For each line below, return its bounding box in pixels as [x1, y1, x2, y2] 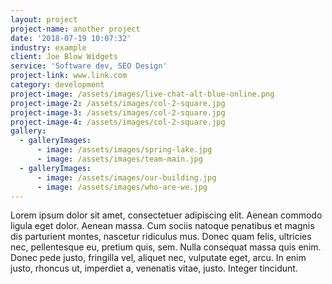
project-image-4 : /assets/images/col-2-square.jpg [10, 117, 226, 127]
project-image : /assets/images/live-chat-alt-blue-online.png [10, 89, 275, 99]
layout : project [10, 14, 78, 25]
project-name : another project [10, 24, 141, 34]
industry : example [10, 42, 87, 53]
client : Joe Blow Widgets [10, 52, 118, 62]
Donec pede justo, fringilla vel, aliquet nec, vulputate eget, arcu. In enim [10, 252, 307, 264]
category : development [10, 80, 105, 90]
